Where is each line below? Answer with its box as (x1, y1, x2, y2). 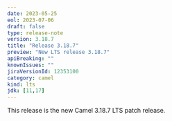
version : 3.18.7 (7, 36, 54, 43)
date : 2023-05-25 (7, 10, 58, 17)
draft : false (7, 23, 45, 30)
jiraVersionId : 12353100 (7, 68, 79, 75)
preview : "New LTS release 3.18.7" (7, 49, 110, 56)
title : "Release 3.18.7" (7, 42, 79, 49)
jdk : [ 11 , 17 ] (7, 87, 45, 94)
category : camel (7, 74, 54, 82)
